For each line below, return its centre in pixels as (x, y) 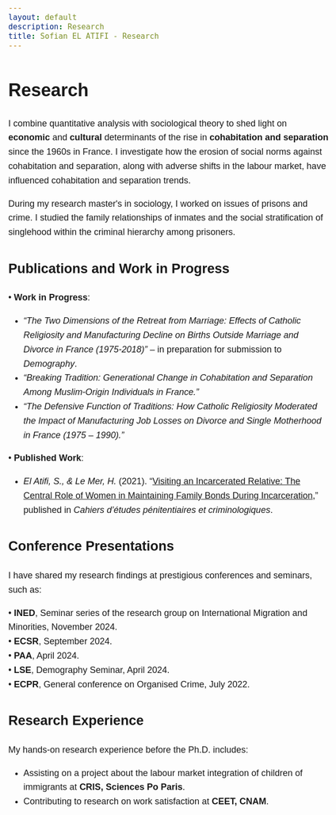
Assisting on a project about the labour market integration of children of (163, 773)
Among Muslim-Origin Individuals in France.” (111, 392)
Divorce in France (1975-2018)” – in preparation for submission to (153, 349)
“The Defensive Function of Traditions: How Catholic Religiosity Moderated (170, 406)
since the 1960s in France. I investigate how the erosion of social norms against (165, 152)
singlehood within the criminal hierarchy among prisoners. (122, 232)
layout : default (43, 18)
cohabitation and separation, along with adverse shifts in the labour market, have (167, 166)
